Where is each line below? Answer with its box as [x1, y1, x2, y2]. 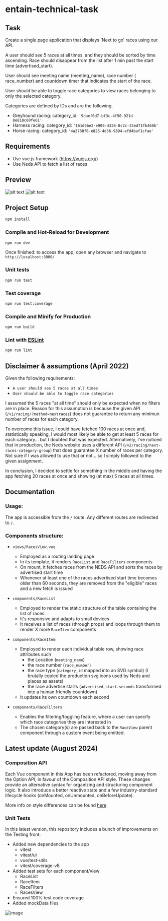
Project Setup [5, 204, 49, 212]
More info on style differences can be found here [5, 802, 107, 808]
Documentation [5, 488, 55, 496]
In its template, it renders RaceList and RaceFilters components [20, 558, 153, 565]
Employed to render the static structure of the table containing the [20, 605, 157, 611]
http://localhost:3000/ [5, 254, 55, 260]
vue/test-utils [20, 857, 48, 863]
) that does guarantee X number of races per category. [50, 447, 163, 453]
